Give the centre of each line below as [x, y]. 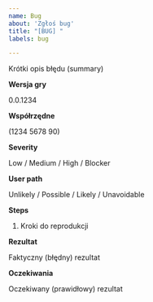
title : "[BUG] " [36, 31]
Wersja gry [28, 84]
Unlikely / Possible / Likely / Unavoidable [76, 195]
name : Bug [25, 16]
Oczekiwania [31, 274]
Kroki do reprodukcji [54, 226]
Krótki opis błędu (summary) [56, 69]
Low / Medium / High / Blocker [59, 163]
